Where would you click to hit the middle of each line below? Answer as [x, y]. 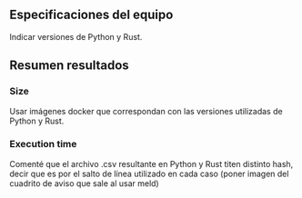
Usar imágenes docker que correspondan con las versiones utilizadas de [146, 111]
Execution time [43, 144]
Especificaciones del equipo [91, 15]
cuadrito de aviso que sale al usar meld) [84, 183]
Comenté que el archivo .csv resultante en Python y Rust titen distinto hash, [151, 163]
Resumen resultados [69, 66]
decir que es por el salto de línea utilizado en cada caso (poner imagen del [149, 173]
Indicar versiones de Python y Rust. [76, 36]
